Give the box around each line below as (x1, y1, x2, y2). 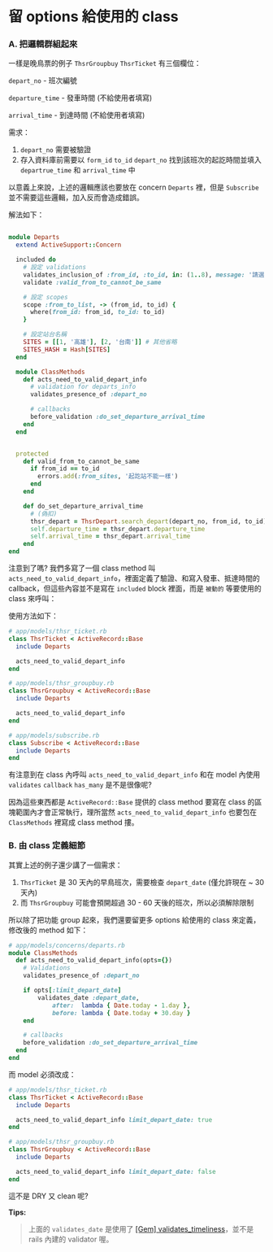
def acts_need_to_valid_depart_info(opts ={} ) (15, 957, 173, 965)
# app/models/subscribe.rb (8, 731, 100, 739)
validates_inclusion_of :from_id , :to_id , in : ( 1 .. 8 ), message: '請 (23, 270, 258, 279)
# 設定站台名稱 (23, 330, 67, 338)
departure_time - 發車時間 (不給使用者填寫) (8, 93, 153, 103)
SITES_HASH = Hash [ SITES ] (23, 345, 111, 354)
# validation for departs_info (29, 383, 136, 391)
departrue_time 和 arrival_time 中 (19, 165, 136, 175)
